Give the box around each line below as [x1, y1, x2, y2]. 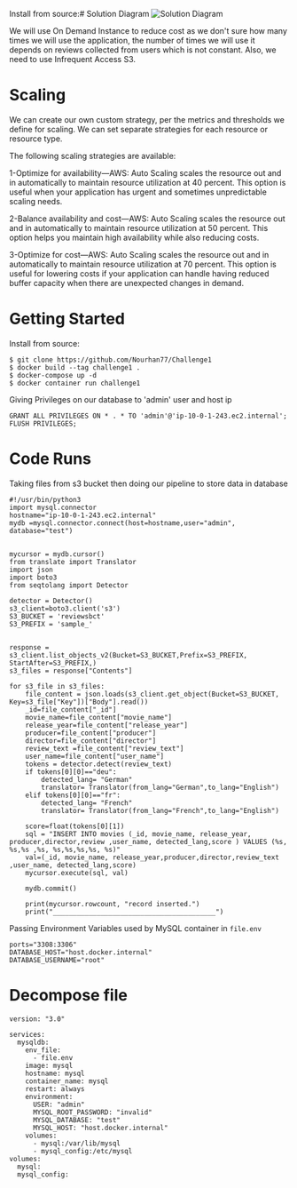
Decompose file [9, 985, 129, 1005]
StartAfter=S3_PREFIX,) [9, 658, 98, 667]
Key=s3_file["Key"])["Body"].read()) [9, 698, 149, 706]
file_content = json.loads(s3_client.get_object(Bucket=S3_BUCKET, [25, 690, 279, 698]
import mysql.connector [9, 503, 98, 512]
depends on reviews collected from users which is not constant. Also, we [9, 44, 277, 55]
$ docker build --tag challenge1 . [9, 363, 141, 372]
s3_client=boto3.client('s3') [9, 604, 121, 613]
